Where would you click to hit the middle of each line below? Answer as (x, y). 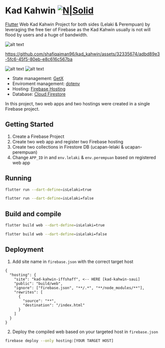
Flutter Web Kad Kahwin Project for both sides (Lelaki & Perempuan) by (78, 24)
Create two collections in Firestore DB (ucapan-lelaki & (68, 147)
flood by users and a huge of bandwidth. (46, 35)
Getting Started (29, 124)
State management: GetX (38, 78)
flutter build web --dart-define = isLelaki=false (56, 234)
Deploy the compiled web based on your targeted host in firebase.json (85, 332)
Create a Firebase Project (38, 136)
